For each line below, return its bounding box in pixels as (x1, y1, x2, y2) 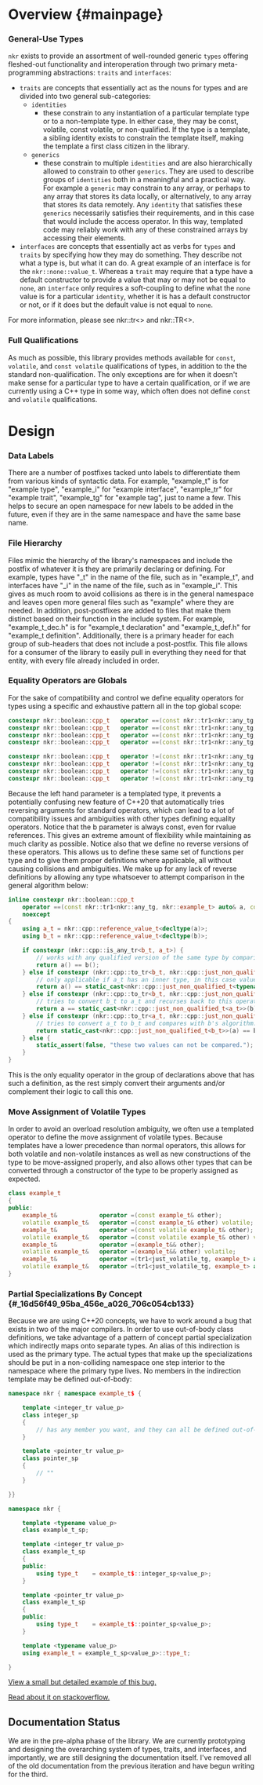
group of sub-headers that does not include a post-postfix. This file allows (8, 638, 248, 649)
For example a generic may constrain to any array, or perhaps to (42, 183, 250, 193)
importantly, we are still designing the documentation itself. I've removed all (8, 1753, 252, 1762)
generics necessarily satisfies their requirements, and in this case (42, 208, 254, 218)
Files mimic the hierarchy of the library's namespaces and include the (8, 555, 233, 565)
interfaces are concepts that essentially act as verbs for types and (19, 242, 236, 251)
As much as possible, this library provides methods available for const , (8, 353, 236, 362)
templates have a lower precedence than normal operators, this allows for (8, 1141, 247, 1150)
